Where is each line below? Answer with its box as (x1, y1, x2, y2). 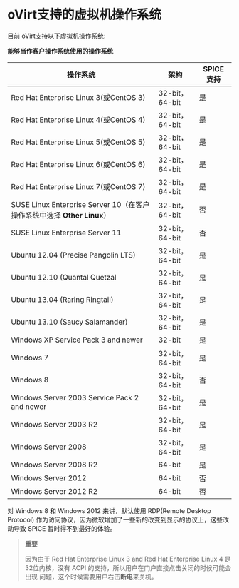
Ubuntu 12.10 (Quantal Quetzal (11, 272, 117, 282)
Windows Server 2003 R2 (11, 419, 98, 429)
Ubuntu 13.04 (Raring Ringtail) (11, 294, 114, 304)
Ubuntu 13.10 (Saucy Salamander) (11, 317, 128, 327)
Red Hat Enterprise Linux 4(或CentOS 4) (11, 115, 146, 125)
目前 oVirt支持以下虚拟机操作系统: (7, 31, 106, 40)
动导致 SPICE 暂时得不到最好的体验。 (7, 524, 117, 532)
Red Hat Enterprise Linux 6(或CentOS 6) (11, 159, 146, 169)
